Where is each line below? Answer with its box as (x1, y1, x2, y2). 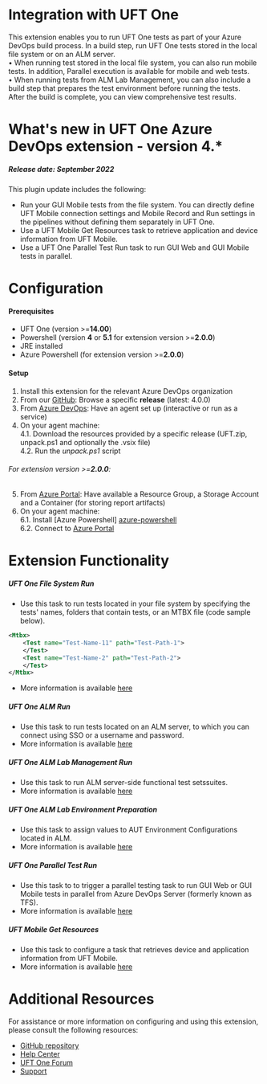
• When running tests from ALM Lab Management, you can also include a (8, 75, 251, 84)
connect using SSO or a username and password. (19, 730, 184, 740)
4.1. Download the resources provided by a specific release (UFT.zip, (19, 428, 248, 439)
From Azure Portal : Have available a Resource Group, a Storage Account (19, 489, 259, 499)
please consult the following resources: (8, 1025, 139, 1035)
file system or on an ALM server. (8, 49, 116, 59)
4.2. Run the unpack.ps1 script (19, 446, 121, 456)
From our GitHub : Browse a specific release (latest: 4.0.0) (19, 395, 211, 404)
